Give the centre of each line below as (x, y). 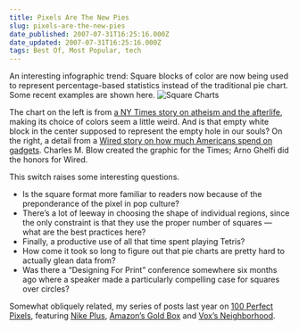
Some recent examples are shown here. (83, 95)
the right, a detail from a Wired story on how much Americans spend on (141, 141)
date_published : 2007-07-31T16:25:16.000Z (89, 34)
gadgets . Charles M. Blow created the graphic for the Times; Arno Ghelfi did (149, 150)
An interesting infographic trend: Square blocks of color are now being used (149, 76)
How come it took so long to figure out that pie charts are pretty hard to (154, 252)
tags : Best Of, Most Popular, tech (75, 51)
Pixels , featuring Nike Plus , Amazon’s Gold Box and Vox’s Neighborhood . (142, 316)
